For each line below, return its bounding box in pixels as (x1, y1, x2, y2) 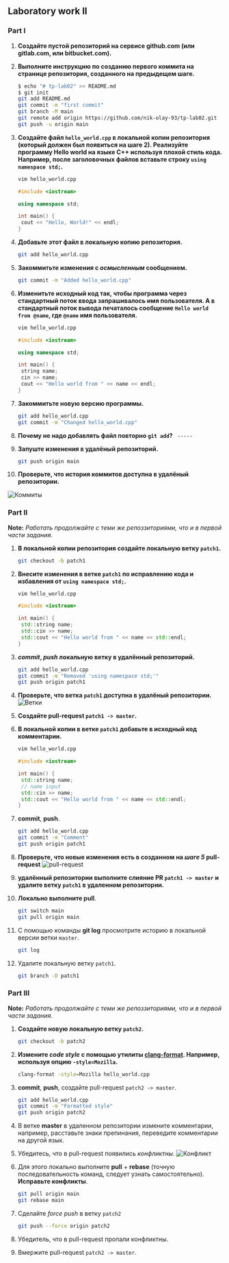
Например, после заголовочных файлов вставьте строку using (17, 155, 207, 163)
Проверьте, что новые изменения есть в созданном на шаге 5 (17, 853, 205, 861)
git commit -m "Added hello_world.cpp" (17, 277, 132, 284)
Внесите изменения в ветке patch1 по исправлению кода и (17, 569, 194, 578)
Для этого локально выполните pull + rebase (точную (17, 1163, 175, 1171)
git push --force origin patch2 (17, 1223, 110, 1229)
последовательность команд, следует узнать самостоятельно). (17, 1170, 204, 1178)
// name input (21, 783, 62, 790)
